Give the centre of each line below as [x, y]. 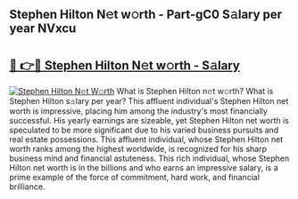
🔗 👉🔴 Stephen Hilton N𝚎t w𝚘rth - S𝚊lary [125, 65]
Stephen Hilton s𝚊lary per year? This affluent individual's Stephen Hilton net [149, 101]
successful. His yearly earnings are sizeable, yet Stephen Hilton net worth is [149, 120]
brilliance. [27, 187]
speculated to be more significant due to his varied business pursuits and [144, 130]
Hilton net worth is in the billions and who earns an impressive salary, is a [144, 167]
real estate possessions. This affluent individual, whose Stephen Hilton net [146, 139]
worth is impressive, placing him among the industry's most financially [138, 111]
